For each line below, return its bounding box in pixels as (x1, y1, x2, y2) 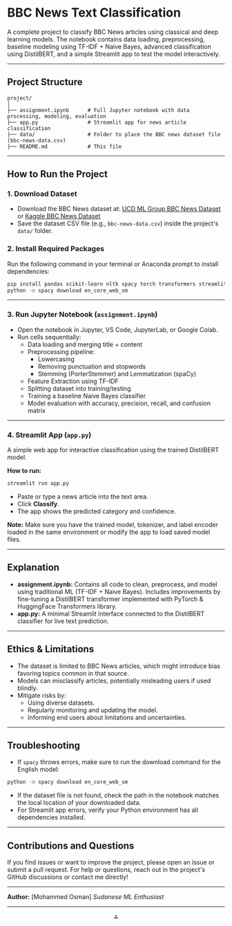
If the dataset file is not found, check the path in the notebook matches (17, 791, 220, 799)
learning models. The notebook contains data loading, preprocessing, (7, 35, 205, 43)
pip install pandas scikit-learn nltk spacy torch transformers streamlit (7, 280, 227, 288)
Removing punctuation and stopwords (37, 362, 146, 371)
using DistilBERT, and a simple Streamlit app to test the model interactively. (7, 50, 220, 58)
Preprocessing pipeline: (27, 347, 95, 355)
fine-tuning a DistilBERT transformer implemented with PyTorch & (17, 595, 204, 603)
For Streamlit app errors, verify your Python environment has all (17, 806, 199, 814)
